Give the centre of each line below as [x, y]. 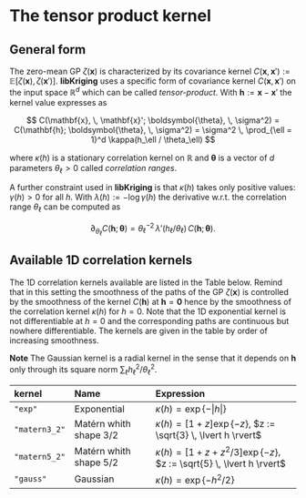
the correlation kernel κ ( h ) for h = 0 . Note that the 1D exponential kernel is [148, 311]
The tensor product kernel [110, 16]
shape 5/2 [96, 462]
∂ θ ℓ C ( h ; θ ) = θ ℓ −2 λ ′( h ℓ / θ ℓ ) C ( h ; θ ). [153, 229]
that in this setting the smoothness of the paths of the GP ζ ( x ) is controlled [149, 291]
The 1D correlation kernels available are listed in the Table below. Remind [146, 282]
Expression [180, 394]
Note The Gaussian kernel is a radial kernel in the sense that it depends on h [153, 358]
